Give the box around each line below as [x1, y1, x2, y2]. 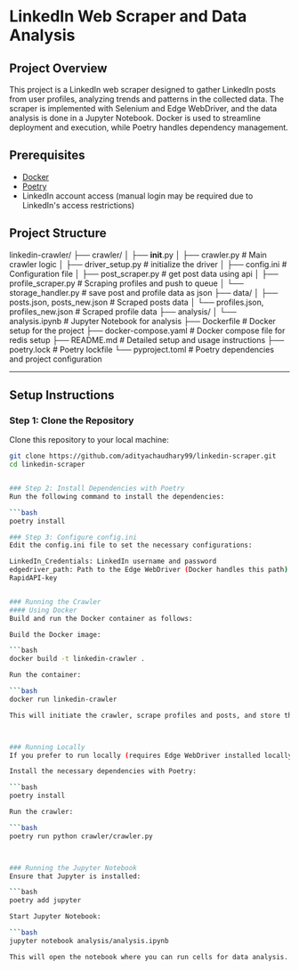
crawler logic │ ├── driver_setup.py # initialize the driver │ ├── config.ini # [9, 258, 287, 269]
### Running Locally [9, 742, 86, 752]
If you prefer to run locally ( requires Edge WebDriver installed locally [9, 751, 293, 760]
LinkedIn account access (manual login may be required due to [21, 190, 254, 201]
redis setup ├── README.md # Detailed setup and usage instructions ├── [9, 334, 285, 345]
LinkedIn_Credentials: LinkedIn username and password [9, 557, 217, 567]
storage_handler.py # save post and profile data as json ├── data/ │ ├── [9, 287, 279, 298]
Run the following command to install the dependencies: [9, 492, 225, 501]
